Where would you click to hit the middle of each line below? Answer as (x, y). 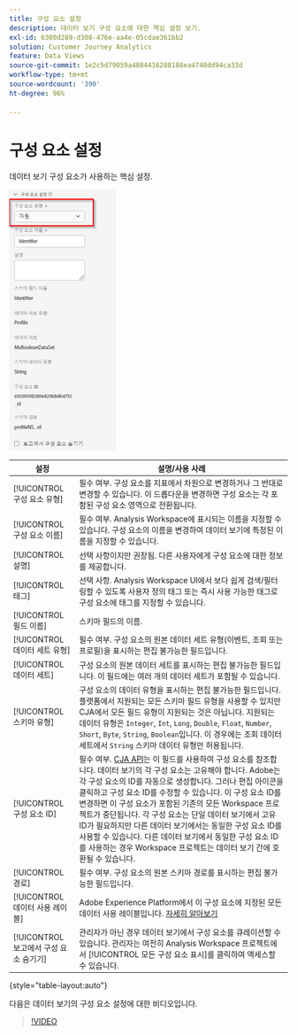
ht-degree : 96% (37, 93)
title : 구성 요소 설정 (46, 19)
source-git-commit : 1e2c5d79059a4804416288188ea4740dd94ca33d (126, 66)
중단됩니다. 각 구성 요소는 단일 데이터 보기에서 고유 (189, 815)
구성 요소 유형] (38, 498)
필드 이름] (30, 626)
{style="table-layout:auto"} (58, 985)
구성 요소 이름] (38, 535)
